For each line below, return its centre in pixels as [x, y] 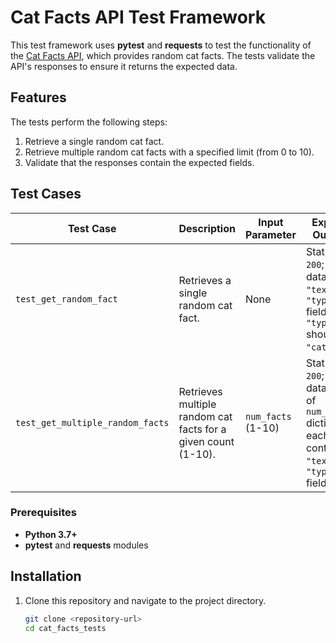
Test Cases [46, 194]
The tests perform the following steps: [89, 122]
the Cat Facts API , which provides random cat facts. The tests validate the [163, 55]
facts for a [202, 429]
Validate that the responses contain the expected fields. [139, 162]
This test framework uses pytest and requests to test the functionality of [161, 45]
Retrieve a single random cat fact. [94, 141]
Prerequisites [43, 513]
